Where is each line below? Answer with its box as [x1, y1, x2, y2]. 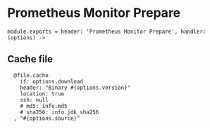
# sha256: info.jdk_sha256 [20, 109, 99, 116]
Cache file [7, 53, 54, 65]
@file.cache [13, 72, 49, 79]
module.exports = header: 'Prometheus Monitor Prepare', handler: [7, 28, 206, 35]
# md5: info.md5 [20, 102, 68, 109]
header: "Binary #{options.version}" [20, 84, 131, 91]
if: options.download [20, 78, 83, 85]
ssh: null [20, 96, 49, 103]
